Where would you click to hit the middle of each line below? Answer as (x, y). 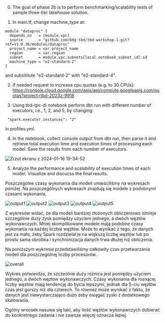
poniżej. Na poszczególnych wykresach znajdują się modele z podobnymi (81, 188)
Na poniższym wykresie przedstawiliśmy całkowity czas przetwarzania (78, 249)
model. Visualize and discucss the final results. (60, 173)
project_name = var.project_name (44, 49)
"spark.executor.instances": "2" (42, 119)
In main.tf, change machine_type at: (49, 22)
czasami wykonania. (26, 194)
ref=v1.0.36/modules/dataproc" (37, 44)
